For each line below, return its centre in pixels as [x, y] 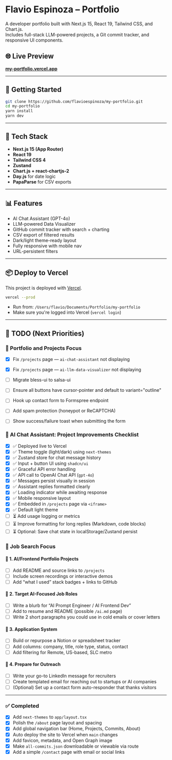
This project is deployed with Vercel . [44, 288]
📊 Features [24, 203]
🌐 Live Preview [30, 56]
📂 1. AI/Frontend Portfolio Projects [42, 559]
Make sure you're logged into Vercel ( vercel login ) [67, 313]
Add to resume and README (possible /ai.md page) [67, 611]
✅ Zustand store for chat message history [57, 457]
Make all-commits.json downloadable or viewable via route [76, 746]
